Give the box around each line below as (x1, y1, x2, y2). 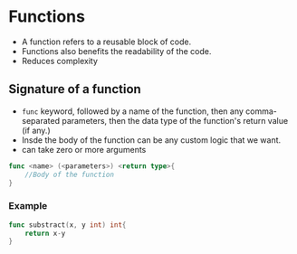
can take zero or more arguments (21, 144, 147, 155)
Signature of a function (8, 81, 141, 97)
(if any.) (21, 125, 51, 136)
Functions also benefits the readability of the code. (21, 45, 212, 56)
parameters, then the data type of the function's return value (62, 115, 289, 126)
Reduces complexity (21, 55, 99, 66)
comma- (244, 106, 278, 117)
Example (8, 200, 48, 212)
